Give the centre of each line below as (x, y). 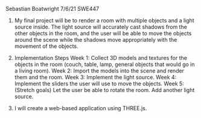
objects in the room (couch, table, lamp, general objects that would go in (104, 64)
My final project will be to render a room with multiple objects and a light (104, 20)
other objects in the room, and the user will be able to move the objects (103, 33)
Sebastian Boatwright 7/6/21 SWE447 (53, 9)
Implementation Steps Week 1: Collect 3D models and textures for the (101, 58)
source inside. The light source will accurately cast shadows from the (101, 27)
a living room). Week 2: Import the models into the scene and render (99, 71)
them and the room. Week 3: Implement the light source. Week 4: (95, 77)
